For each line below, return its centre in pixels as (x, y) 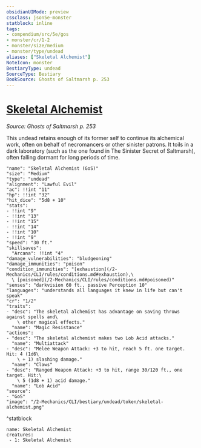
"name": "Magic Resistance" (47, 328)
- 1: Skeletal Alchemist (40, 440)
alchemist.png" (25, 407)
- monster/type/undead (35, 52)
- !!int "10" (23, 232)
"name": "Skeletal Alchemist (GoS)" (52, 169)
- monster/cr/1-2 (28, 40)
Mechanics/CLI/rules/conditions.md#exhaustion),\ (70, 275)
